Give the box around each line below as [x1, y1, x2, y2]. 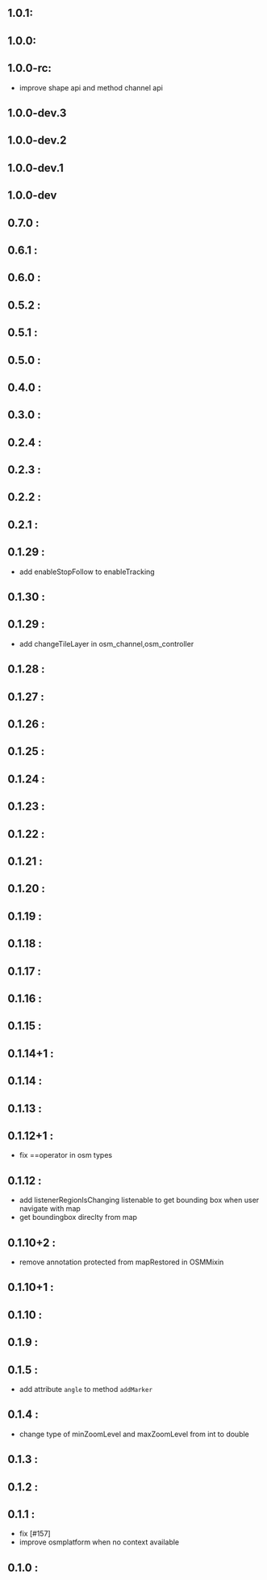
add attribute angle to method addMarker [19, 1384, 153, 1394]
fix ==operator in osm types [19, 1150, 113, 1160]
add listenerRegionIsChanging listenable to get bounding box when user [19, 1195, 260, 1205]
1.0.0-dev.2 [7, 133, 67, 148]
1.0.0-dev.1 [7, 161, 64, 174]
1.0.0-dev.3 [7, 106, 67, 119]
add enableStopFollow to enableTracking [19, 567, 155, 576]
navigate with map [19, 1204, 81, 1213]
